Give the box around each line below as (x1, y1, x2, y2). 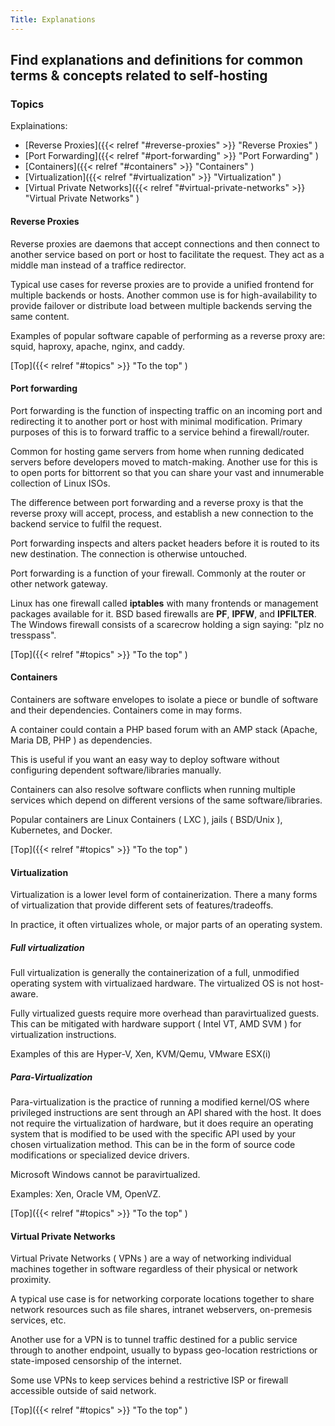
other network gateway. (10, 577, 108, 590)
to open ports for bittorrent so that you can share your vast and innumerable (10, 466, 325, 478)
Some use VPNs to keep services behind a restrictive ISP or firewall (10, 1374, 289, 1386)
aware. (10, 988, 39, 1000)
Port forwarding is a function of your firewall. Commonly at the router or (10, 567, 306, 579)
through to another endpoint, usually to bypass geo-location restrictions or (10, 1344, 318, 1356)
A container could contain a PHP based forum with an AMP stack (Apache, (10, 723, 318, 735)
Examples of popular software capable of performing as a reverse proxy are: (10, 329, 326, 341)
